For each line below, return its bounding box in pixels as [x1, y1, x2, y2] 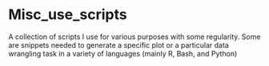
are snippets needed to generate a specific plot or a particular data [8, 40, 230, 49]
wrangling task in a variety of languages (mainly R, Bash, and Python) [8, 49, 238, 58]
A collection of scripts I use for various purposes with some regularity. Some [8, 32, 261, 41]
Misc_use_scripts [8, 6, 127, 24]
